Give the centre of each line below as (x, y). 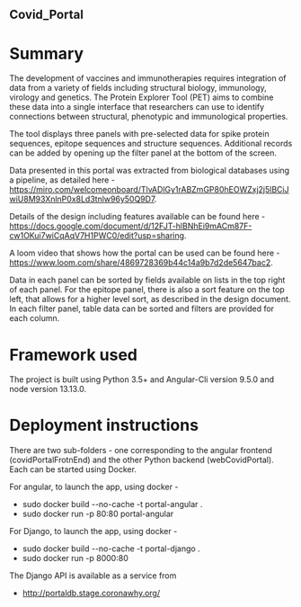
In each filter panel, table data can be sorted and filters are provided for (142, 308)
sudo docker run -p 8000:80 (75, 558)
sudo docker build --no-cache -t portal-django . (111, 549)
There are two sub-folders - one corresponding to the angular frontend (141, 451)
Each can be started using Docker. (73, 469)
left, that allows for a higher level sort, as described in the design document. (150, 299)
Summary (46, 54)
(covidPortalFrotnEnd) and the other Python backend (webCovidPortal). (142, 460)
